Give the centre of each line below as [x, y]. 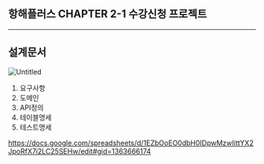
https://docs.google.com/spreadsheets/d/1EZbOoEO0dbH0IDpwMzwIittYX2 [131, 143]
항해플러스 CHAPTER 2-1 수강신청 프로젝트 [108, 14]
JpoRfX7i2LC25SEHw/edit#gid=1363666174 [80, 151]
